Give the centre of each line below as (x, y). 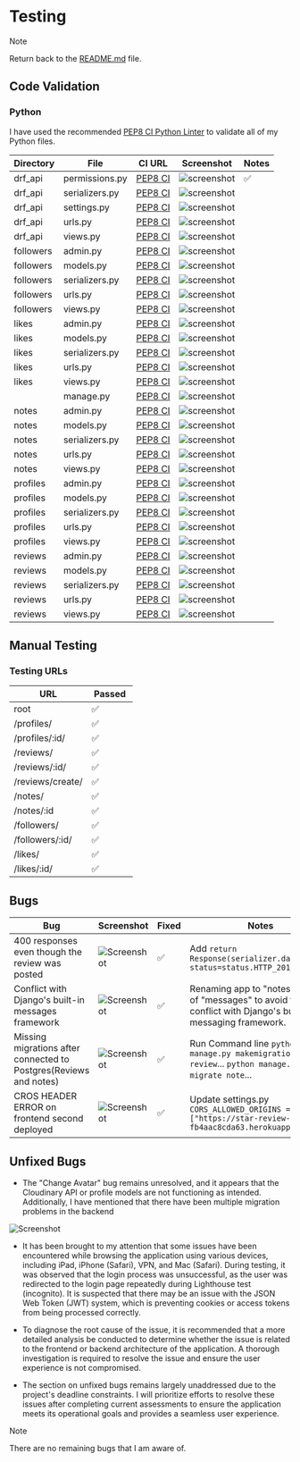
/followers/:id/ (43, 840)
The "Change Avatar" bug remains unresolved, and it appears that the (150, 1182)
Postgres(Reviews (52, 1071)
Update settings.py (229, 1099)
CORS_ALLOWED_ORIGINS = (240, 1109)
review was (37, 963)
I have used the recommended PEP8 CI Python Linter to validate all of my (144, 131)
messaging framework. (238, 1022)
